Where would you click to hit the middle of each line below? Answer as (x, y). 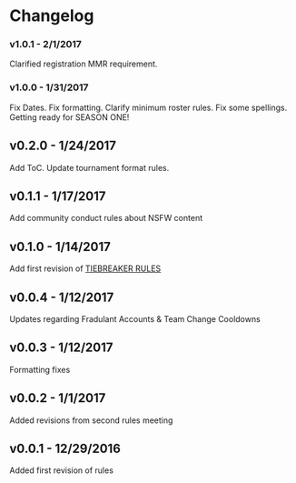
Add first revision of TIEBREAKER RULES (85, 268)
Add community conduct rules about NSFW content (106, 218)
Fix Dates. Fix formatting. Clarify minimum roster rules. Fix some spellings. (148, 107)
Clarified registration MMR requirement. (84, 64)
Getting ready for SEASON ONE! (69, 117)
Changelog (52, 16)
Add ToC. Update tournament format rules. (89, 167)
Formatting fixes (40, 369)
